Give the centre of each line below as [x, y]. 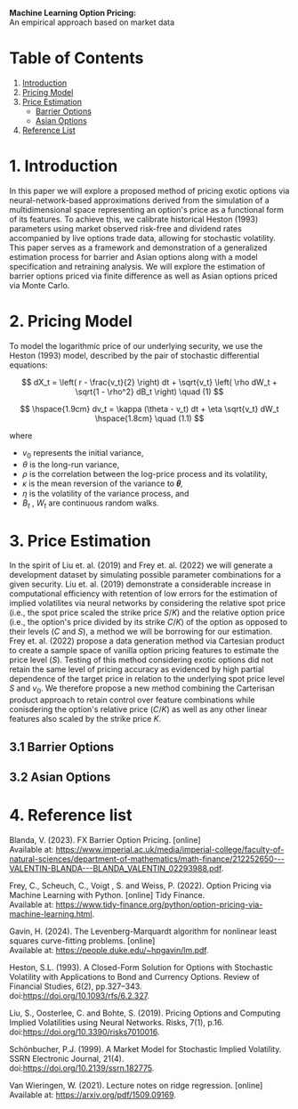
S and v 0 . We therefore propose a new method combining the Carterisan [142, 689]
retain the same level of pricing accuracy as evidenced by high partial [137, 669]
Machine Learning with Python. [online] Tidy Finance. [107, 894]
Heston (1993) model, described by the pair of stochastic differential [134, 355]
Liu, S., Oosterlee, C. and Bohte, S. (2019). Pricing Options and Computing [145, 1013]
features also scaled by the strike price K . [85, 719]
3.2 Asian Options [60, 777]
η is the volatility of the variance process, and [105, 493]
